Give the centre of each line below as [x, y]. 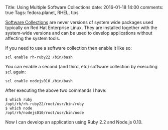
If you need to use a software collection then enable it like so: [68, 48]
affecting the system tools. [33, 38]
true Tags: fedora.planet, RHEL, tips [42, 13]
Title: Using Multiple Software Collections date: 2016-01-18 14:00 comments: [84, 7]
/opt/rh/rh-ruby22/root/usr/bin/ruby [45, 104]
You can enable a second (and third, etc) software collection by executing [81, 67]
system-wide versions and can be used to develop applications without [79, 33]
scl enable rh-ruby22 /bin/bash [39, 57]
